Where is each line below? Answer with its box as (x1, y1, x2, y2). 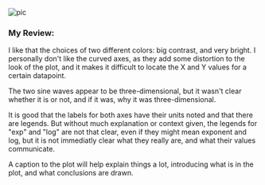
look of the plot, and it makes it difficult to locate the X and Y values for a (8, 62, 247, 72)
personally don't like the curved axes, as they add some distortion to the (8, 54, 245, 64)
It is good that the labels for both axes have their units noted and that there (8, 110, 253, 120)
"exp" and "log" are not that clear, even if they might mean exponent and (8, 128, 247, 137)
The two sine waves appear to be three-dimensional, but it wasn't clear (8, 86, 242, 96)
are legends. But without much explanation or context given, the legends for (8, 119, 257, 128)
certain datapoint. (8, 71, 66, 81)
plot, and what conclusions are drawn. (8, 168, 134, 178)
